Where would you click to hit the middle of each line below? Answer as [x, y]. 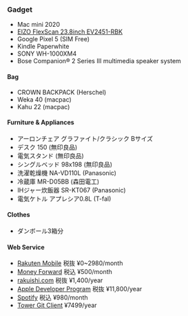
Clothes [19, 215]
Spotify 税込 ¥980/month [52, 297]
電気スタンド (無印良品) [50, 155]
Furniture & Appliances [41, 122]
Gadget [20, 10]
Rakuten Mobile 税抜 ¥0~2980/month [70, 263]
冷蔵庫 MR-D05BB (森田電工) [58, 181]
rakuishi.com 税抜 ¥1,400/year [60, 280]
